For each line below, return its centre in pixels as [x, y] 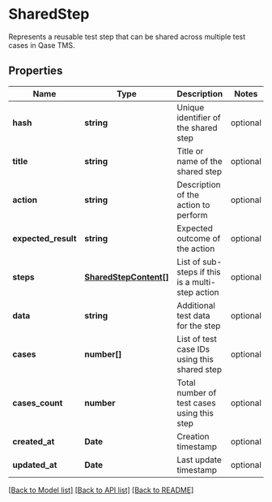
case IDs [193, 348]
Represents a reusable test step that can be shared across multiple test [127, 37]
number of [197, 392]
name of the [200, 161]
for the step [199, 326]
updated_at [35, 465]
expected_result [45, 238]
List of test [197, 339]
